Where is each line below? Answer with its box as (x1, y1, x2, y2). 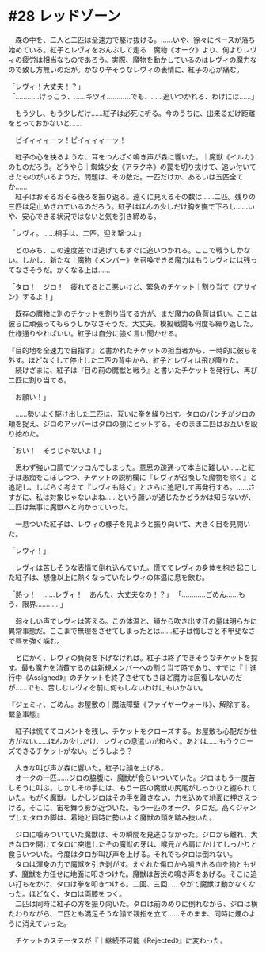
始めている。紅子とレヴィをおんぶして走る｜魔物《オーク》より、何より (8, 44, 244, 54)
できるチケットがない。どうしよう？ (14, 746, 133, 755)
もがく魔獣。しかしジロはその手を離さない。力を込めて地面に (28, 793, 230, 802)
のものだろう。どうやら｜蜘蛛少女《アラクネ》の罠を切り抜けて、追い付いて (8, 162, 257, 171)
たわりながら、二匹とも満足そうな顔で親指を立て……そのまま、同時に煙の (8, 909, 249, 918)
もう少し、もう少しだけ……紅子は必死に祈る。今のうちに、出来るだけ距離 (14, 108, 256, 117)
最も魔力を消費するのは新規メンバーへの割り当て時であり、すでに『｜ (21, 663, 251, 672)
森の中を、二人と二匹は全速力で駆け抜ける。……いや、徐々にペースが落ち (14, 35, 256, 44)
